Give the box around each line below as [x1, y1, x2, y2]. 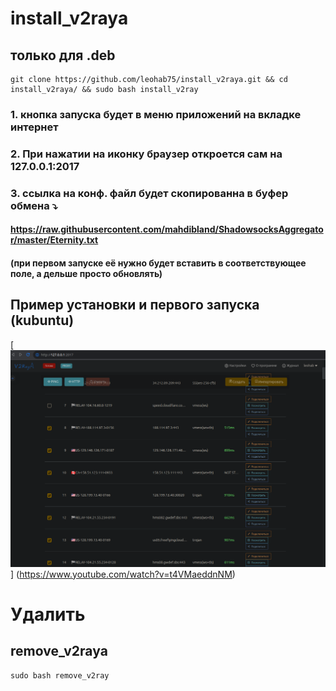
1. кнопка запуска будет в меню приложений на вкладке [10, 107, 302, 121]
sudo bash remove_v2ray [10, 670, 110, 681]
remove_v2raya [10, 643, 108, 660]
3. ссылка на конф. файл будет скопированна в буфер [10, 186, 289, 200]
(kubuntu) [10, 312, 75, 329]
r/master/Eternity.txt [10, 234, 99, 246]
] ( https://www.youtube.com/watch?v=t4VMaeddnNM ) [10, 568, 236, 580]
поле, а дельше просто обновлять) [10, 267, 163, 279]
